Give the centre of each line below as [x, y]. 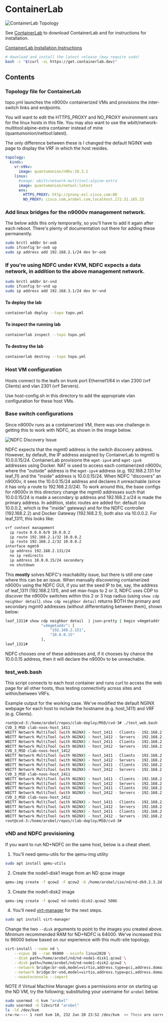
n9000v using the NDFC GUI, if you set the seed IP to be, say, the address [82, 585]
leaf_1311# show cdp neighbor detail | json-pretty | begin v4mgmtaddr [82, 621]
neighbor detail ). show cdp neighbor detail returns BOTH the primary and [82, 601]
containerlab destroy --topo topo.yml [45, 357]
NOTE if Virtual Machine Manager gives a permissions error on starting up [81, 986]
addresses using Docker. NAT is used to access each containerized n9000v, [84, 465]
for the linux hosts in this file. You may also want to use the [66, 123]
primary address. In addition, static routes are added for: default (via [75, 502]
